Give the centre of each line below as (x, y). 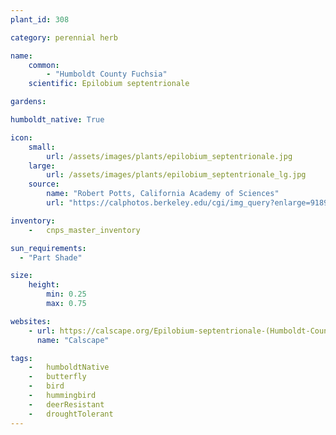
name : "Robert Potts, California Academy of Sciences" (163, 194)
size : (21, 276)
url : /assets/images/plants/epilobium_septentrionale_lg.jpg (176, 175)
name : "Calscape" (73, 340)
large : (42, 166)
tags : (21, 358)
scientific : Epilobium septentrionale (109, 84)
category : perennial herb (64, 37)
